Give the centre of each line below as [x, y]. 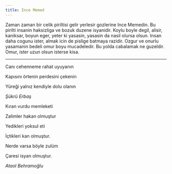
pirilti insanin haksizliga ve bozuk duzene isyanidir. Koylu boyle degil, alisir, [84, 30]
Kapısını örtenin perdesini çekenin [41, 76]
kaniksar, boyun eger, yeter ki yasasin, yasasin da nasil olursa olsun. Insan [83, 35]
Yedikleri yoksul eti [25, 126]
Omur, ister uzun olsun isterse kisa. [42, 52]
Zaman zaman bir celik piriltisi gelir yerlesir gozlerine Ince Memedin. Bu [81, 25]
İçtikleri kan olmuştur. [28, 136]
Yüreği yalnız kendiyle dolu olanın [41, 86]
